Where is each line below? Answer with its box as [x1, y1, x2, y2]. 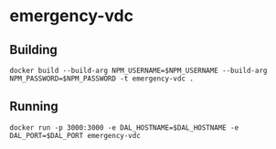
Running [9, 99, 59, 114]
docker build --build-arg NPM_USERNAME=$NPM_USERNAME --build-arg [9, 66, 268, 75]
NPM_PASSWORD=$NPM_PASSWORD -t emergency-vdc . [9, 74, 195, 83]
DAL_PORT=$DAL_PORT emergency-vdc [9, 131, 142, 140]
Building [9, 42, 58, 58]
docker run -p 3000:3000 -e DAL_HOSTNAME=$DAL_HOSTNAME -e [9, 122, 239, 133]
